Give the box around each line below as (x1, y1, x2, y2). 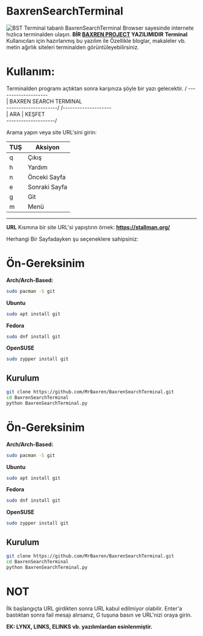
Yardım (27, 163, 48, 171)
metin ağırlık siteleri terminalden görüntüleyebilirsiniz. (6, 44, 140, 51)
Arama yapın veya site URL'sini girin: (6, 128, 97, 136)
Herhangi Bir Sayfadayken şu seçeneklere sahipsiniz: (6, 235, 139, 243)
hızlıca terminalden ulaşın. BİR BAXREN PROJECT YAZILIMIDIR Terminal (6, 30, 188, 38)
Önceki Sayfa (27, 172, 66, 181)
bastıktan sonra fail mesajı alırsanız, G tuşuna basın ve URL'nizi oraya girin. (6, 611, 192, 618)
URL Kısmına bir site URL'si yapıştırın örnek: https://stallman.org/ (6, 223, 170, 231)
